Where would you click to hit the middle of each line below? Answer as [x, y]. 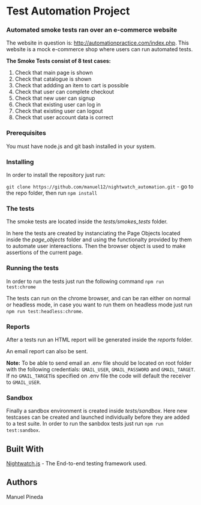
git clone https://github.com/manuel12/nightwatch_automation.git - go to [100, 187]
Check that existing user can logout [59, 111]
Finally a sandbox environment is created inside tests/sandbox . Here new [97, 411]
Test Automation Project [68, 11]
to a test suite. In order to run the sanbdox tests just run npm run [85, 424]
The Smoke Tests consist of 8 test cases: [58, 61]
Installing [20, 162]
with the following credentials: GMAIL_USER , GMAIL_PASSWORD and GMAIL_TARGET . [101, 369]
